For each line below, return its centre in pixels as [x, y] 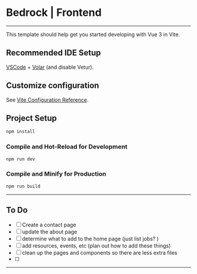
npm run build [23, 186]
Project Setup [32, 118]
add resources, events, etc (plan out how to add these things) [96, 246]
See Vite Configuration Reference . [47, 99]
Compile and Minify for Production [56, 174]
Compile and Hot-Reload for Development [67, 147]
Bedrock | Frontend [54, 13]
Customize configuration [53, 86]
